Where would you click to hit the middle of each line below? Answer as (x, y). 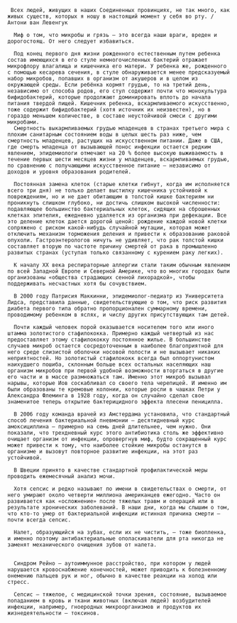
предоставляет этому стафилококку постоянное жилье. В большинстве (109, 340)
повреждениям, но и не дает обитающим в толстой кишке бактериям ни (111, 197)
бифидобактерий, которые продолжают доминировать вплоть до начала (109, 97)
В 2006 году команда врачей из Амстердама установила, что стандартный (122, 414)
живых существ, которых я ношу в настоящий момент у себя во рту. (108, 16)
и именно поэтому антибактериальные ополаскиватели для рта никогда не (115, 538)
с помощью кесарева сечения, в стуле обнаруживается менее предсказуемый (119, 72)
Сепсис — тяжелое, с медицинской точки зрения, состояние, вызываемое (120, 595)
